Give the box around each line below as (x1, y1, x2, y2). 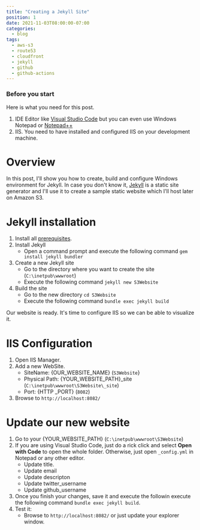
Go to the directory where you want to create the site (23, 266, 154, 273)
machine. (14, 134, 38, 141)
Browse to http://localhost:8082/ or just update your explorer (23, 512, 180, 519)
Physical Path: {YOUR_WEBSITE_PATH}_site (23, 375, 132, 383)
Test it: (14, 505, 32, 513)
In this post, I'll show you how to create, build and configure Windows (6, 175, 178, 182)
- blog (11, 31, 28, 37)
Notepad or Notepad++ (14, 121, 73, 129)
